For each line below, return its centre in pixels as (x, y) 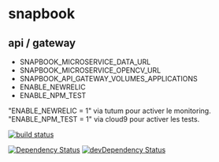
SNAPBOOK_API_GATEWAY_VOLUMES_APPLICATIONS (109, 79)
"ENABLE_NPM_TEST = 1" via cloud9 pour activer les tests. (104, 119)
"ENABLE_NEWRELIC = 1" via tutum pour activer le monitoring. (109, 111)
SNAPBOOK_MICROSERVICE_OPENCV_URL (90, 70)
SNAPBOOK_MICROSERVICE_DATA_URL (85, 62)
